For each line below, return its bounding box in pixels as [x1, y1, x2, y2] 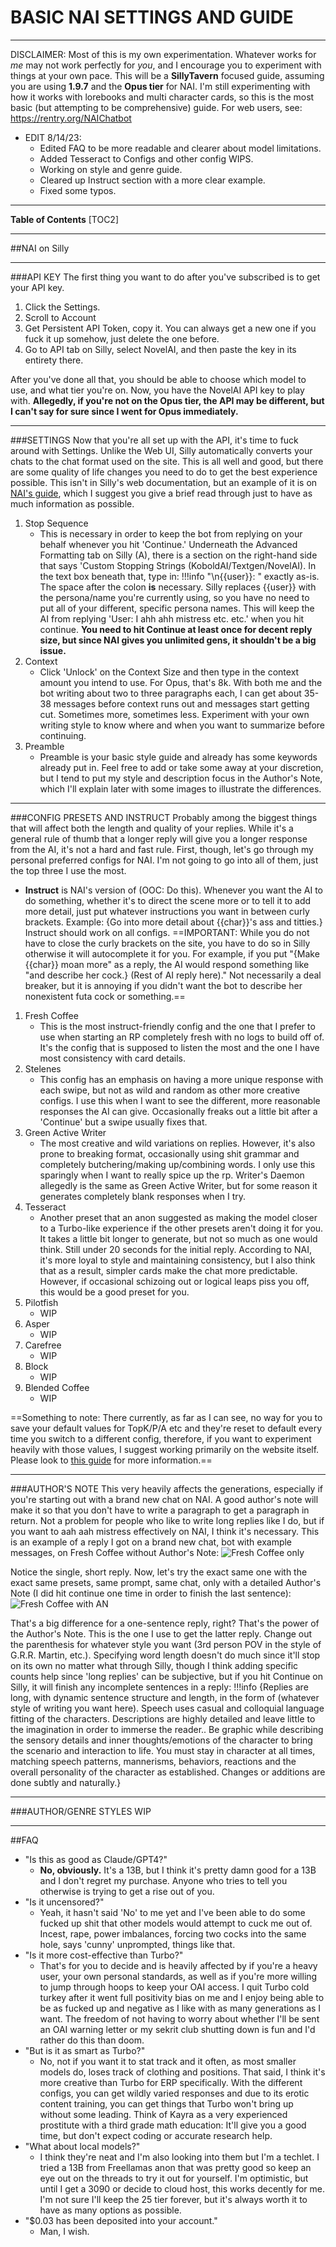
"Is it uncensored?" [24, 1896, 105, 1908]
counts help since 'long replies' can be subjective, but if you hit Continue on [10, 1670, 324, 1682]
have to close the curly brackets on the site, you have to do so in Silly [24, 937, 311, 949]
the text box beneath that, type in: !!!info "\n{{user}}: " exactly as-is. [39, 570, 320, 582]
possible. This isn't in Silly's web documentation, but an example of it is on [10, 476, 318, 488]
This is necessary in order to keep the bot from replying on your [39, 527, 303, 540]
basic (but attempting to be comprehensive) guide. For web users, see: [10, 101, 303, 113]
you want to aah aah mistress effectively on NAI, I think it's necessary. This [10, 1525, 320, 1537]
